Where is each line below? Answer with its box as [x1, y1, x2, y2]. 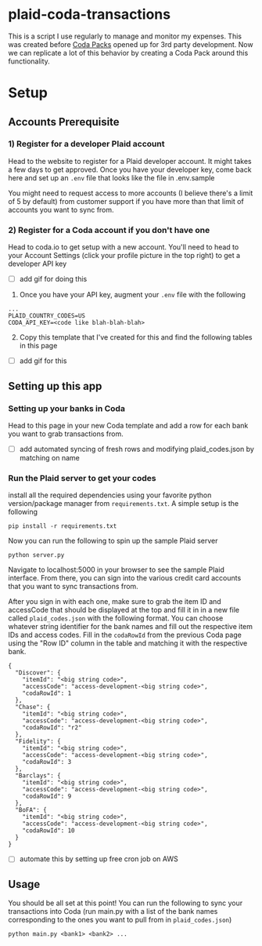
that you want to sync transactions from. [8, 582, 138, 591]
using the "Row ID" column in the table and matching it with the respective [8, 639, 248, 648]
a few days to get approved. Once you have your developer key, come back [8, 165, 252, 174]
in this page [19, 341, 58, 351]
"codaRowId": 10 [22, 827, 76, 835]
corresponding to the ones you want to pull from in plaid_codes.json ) [8, 915, 232, 925]
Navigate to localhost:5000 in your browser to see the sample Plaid [8, 565, 224, 574]
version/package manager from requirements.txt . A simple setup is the [8, 499, 239, 508]
